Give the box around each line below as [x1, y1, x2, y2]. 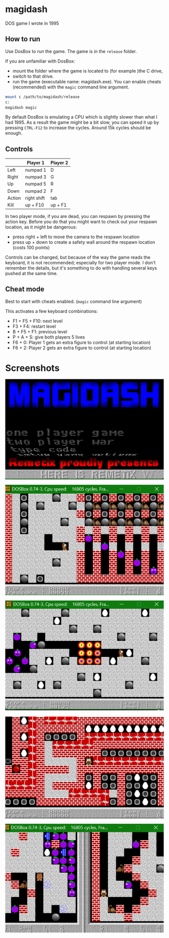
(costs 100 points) [12, 244, 50, 250]
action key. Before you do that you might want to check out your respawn [5, 218, 157, 225]
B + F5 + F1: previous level [12, 328, 67, 335]
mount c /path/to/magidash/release [5, 94, 80, 99]
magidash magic [5, 105, 37, 110]
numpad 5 [25, 181, 47, 187]
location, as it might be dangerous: [5, 224, 77, 230]
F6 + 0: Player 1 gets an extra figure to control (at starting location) [12, 339, 151, 345]
